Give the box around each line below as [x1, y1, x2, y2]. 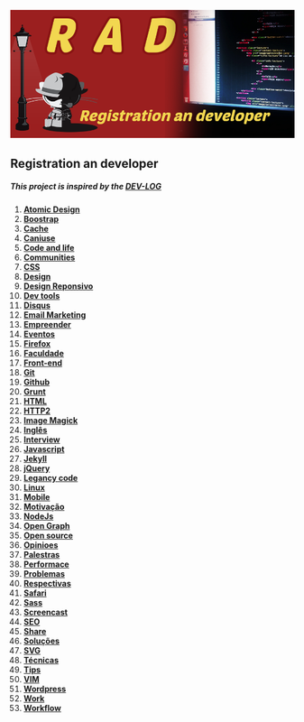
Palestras [23, 549, 60, 560]
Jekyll [23, 453, 48, 464]
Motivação [23, 501, 65, 512]
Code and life [23, 242, 75, 253]
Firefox [23, 338, 51, 348]
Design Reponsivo [23, 281, 94, 292]
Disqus [23, 300, 51, 310]
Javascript [23, 443, 65, 454]
